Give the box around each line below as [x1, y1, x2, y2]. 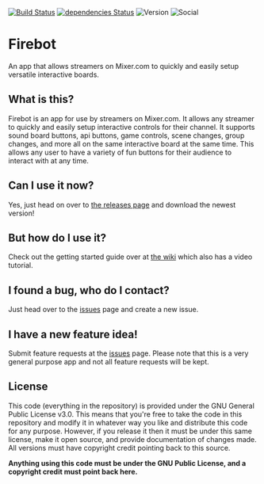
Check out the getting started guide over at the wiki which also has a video [8, 252, 253, 261]
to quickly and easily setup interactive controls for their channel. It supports [8, 122, 255, 131]
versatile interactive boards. [8, 70, 99, 79]
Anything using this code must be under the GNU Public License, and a [8, 458, 247, 467]
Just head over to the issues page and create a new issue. [8, 305, 199, 314]
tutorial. [8, 261, 33, 270]
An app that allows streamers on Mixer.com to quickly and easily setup [8, 61, 239, 71]
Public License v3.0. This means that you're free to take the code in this [8, 409, 243, 419]
